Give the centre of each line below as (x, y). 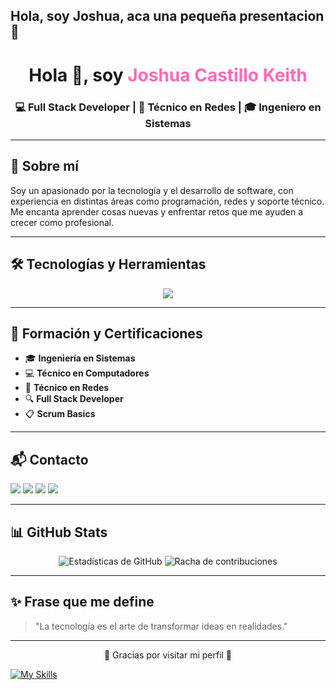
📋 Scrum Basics (60, 414)
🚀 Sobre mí (44, 166)
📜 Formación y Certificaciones (106, 333)
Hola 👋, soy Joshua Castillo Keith (168, 75)
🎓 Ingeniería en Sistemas (80, 358)
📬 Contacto (49, 459)
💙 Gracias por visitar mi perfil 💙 (168, 655)
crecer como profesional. (62, 222)
